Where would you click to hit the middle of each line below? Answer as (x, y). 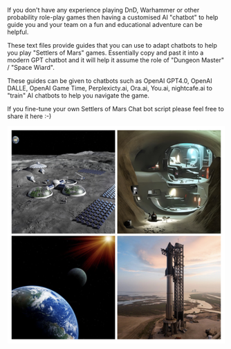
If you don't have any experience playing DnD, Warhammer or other (103, 10)
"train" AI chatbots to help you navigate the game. (78, 95)
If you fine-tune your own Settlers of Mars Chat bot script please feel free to (116, 109)
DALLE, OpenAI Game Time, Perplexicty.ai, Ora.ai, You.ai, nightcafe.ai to (110, 88)
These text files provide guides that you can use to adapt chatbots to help (112, 45)
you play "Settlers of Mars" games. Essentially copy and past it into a (105, 53)
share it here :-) (29, 116)
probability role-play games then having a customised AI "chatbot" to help (113, 17)
